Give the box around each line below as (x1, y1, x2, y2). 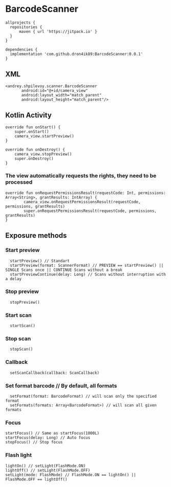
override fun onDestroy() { (5, 147, 66, 152)
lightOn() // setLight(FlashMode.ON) (5, 463, 86, 469)
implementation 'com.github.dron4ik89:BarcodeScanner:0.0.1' (10, 51, 143, 56)
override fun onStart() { (5, 124, 60, 130)
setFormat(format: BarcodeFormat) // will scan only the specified (10, 394, 157, 399)
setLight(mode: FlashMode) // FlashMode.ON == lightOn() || (5, 472, 137, 477)
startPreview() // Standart (10, 258, 70, 263)
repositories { (10, 24, 42, 30)
